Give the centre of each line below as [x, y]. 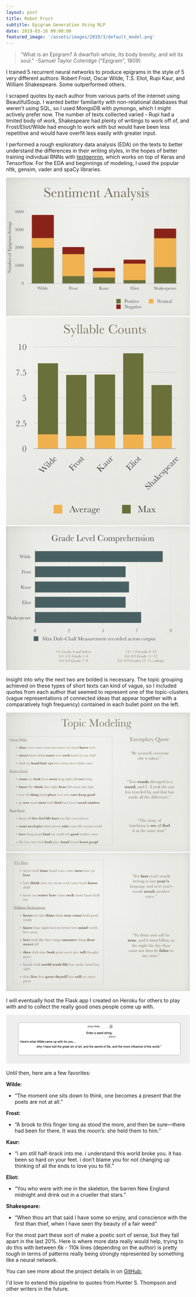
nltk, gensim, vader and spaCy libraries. [54, 169]
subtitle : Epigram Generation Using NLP [56, 25]
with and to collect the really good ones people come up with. [80, 1007]
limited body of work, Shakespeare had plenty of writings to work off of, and [98, 121]
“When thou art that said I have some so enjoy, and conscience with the [101, 1217]
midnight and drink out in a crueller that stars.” [70, 1195]
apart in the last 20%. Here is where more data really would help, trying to [95, 1241]
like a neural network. [32, 1260]
